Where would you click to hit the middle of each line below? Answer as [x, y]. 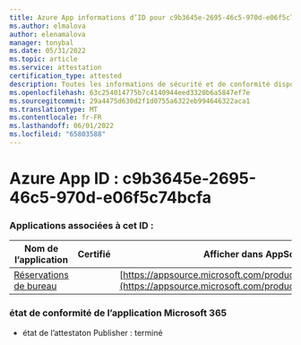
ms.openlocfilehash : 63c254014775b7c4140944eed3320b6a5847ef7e [130, 92]
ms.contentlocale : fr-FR [56, 117]
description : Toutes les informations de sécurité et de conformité [140, 84]
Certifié [94, 254]
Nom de [41, 249]
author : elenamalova [48, 34]
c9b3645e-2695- [189, 179]
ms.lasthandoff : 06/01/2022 [62, 126]
